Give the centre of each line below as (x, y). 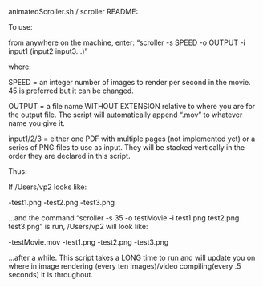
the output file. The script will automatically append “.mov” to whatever (125, 115)
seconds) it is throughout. (51, 275)
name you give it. (37, 123)
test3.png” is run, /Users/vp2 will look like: (78, 226)
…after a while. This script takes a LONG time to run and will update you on (132, 257)
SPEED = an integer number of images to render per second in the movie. (129, 82)
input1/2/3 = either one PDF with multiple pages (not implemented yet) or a (132, 139)
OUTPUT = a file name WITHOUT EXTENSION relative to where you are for (132, 106)
